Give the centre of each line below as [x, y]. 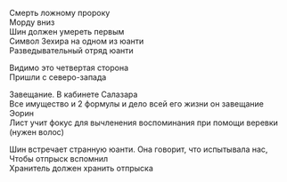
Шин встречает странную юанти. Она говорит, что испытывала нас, [139, 149]
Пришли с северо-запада [58, 77]
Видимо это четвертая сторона [69, 67]
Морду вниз [32, 22]
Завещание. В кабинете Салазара [74, 94]
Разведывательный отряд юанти [71, 51]
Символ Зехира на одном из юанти [77, 41]
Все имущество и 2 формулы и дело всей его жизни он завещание [137, 104]
